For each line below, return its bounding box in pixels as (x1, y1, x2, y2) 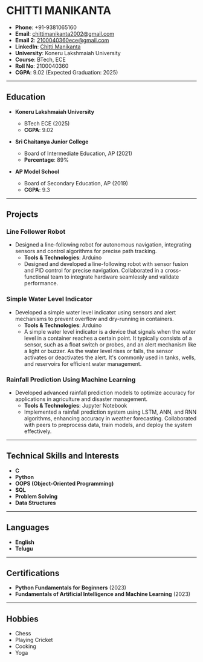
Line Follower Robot (6, 228, 66, 236)
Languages (6, 522, 50, 533)
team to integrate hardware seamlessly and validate (50, 273, 179, 280)
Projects (6, 210, 39, 220)
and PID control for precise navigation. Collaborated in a (24, 267, 164, 274)
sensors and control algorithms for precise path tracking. (14, 248, 157, 255)
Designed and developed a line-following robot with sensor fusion (24, 260, 188, 268)
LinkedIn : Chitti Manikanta (14, 43, 81, 50)
